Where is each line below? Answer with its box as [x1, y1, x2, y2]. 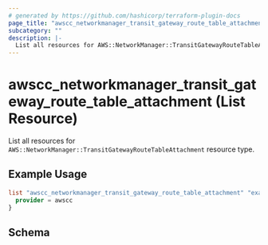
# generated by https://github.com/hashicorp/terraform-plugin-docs [8, 11, 241, 20]
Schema [8, 225, 50, 239]
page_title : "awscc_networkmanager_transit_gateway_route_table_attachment [8, 19, 266, 27]
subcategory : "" [8, 26, 62, 34]
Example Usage [8, 168, 88, 181]
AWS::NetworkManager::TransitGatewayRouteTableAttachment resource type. [8, 144, 255, 154]
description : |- [8, 34, 62, 42]
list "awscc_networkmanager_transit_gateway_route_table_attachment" [8, 188, 245, 196]
